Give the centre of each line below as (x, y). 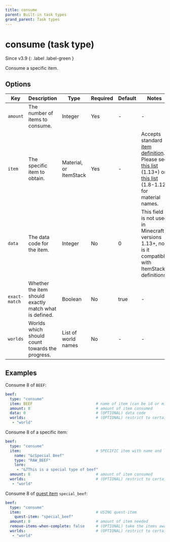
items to (38, 119)
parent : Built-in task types (36, 15)
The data (39, 237)
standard (152, 141)
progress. (40, 355)
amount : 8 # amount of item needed (79, 522)
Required (102, 98)
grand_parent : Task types (32, 19)
